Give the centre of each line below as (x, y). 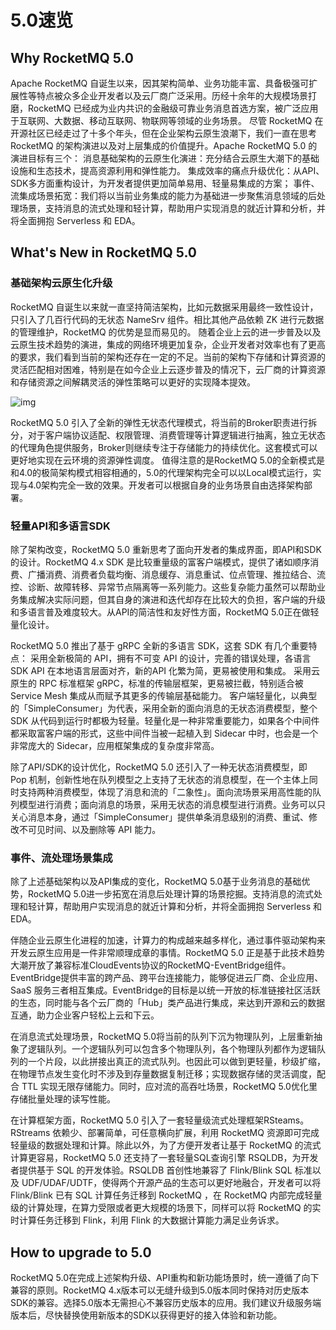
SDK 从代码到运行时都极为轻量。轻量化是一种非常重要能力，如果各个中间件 (165, 720)
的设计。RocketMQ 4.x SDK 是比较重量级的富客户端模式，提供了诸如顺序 (160, 562)
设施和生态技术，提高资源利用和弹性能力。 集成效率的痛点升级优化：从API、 (167, 170)
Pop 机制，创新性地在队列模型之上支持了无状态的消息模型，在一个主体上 (160, 779)
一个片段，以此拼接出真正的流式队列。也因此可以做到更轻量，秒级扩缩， (176, 1062)
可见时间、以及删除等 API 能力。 (94, 829)
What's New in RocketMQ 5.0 (103, 252)
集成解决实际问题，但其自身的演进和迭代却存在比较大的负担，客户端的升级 (172, 599)
